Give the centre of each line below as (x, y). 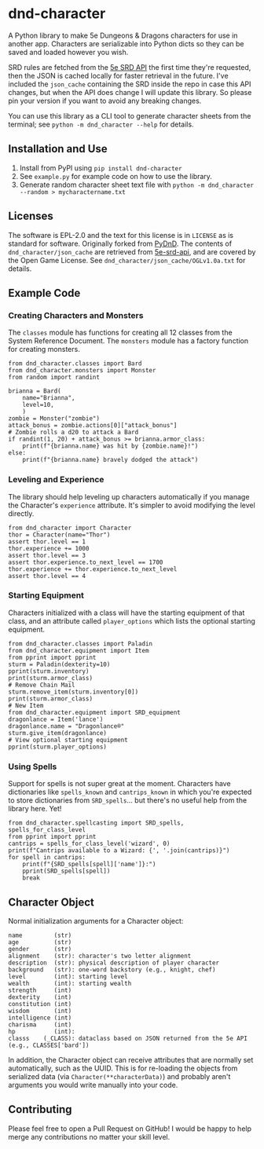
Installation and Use (58, 149)
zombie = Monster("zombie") (54, 419)
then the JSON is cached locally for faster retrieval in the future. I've (119, 75)
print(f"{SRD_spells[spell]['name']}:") (89, 865)
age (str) (40, 942)
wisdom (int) (40, 1011)
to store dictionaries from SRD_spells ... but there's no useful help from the (128, 800)
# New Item (26, 705)
